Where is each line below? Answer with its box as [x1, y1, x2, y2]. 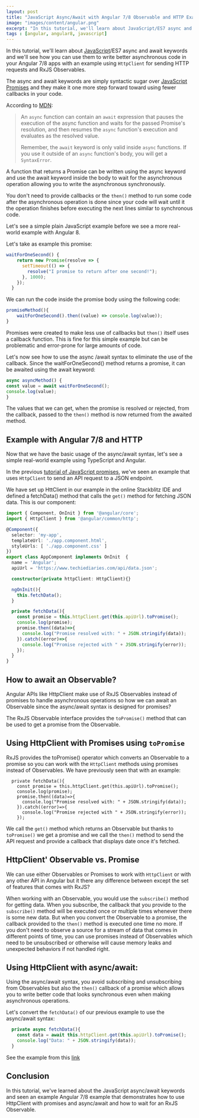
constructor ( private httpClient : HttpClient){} [11, 576, 131, 582]
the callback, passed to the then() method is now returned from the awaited [6, 411, 192, 418]
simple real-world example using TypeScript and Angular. [6, 457, 146, 464]
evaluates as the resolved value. [20, 132, 99, 140]
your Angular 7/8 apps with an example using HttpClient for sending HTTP [6, 60, 190, 67]
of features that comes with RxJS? [6, 883, 90, 890]
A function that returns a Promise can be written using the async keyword [6, 168, 186, 175]
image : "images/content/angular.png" [6, 20, 99, 26]
